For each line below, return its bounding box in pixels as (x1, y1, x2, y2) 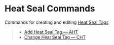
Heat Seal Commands (4, 3, 95, 14)
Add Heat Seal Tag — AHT (24, 29, 78, 35)
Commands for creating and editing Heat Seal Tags (4, 19, 109, 25)
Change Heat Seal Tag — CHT (24, 34, 86, 40)
